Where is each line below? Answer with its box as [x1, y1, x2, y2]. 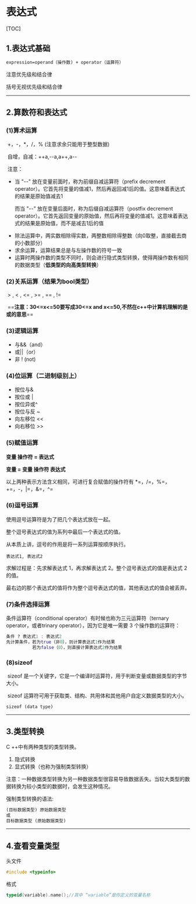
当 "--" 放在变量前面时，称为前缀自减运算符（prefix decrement [14, 178, 166, 185]
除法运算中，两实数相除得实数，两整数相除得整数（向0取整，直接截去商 [14, 232, 187, 239]
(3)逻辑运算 [6, 326, 39, 335]
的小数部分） [14, 239, 45, 246]
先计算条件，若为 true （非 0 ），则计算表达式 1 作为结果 [6, 639, 116, 645]
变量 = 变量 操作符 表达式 [6, 466, 66, 473]
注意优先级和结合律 [6, 71, 52, 78]
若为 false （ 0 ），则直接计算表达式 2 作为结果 [32, 644, 123, 650]
